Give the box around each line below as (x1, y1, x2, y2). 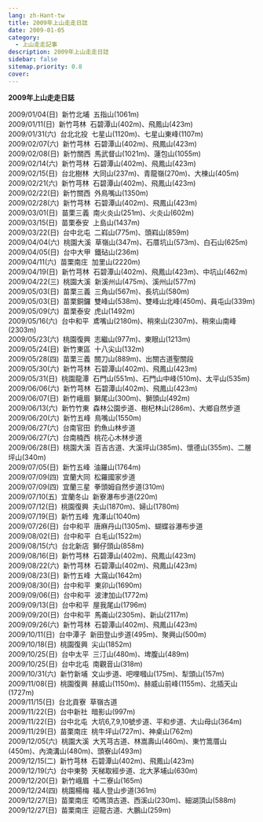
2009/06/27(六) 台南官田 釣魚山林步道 (8, 423, 136, 432)
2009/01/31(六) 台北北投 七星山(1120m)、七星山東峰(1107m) (8, 129, 204, 139)
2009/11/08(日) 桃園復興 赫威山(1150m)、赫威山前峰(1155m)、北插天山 (8, 679, 238, 688)
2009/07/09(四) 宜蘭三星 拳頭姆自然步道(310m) (8, 482, 165, 491)
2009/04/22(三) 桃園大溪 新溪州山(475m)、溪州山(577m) (8, 276, 196, 286)
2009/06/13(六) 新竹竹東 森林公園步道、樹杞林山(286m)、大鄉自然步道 (8, 403, 241, 413)
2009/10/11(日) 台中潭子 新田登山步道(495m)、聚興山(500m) (8, 629, 206, 639)
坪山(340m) (8, 452, 46, 461)
